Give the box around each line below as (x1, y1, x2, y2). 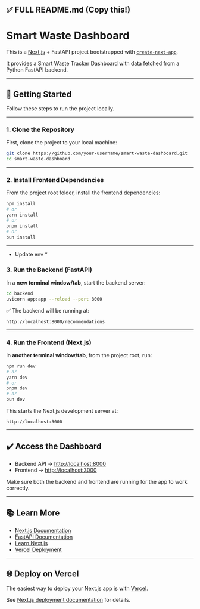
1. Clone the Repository (6, 125, 74, 134)
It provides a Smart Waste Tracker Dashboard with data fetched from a (6, 60, 180, 67)
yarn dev (6, 374, 28, 381)
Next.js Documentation (14, 527, 71, 534)
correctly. (6, 484, 30, 491)
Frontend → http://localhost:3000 (14, 466, 97, 474)
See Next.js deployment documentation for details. (6, 596, 131, 603)
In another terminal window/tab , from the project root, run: (6, 351, 152, 358)
